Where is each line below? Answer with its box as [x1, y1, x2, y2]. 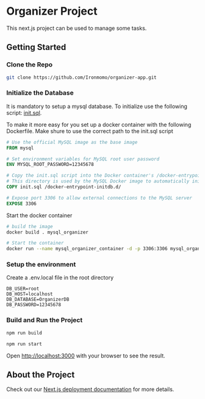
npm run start [6, 340, 43, 347]
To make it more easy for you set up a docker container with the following [6, 121, 192, 128]
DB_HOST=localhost [6, 291, 53, 297]
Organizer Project [6, 4, 98, 18]
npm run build [6, 329, 43, 336]
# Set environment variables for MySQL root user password [6, 156, 160, 162]
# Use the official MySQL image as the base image [6, 139, 138, 145]
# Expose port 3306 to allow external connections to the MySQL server [6, 195, 192, 201]
